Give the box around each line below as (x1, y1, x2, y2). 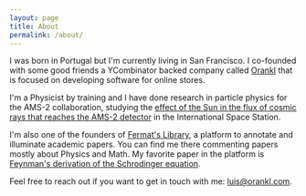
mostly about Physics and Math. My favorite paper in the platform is (9, 149, 265, 160)
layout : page (9, 13, 59, 23)
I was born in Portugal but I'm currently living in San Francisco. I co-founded (9, 56, 297, 67)
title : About (9, 22, 59, 31)
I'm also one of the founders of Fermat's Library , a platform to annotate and (9, 129, 294, 140)
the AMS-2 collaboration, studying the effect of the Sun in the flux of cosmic (9, 102, 297, 113)
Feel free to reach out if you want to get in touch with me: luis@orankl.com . (9, 176, 292, 187)
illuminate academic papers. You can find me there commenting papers (9, 139, 279, 150)
